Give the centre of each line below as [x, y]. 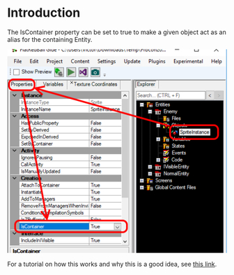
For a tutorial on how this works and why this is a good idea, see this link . [112, 264]
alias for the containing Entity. [50, 39]
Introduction [44, 13]
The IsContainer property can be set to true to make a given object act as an [117, 32]
